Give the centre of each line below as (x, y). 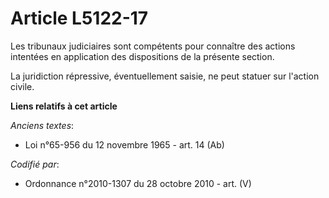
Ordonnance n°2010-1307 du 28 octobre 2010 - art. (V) (138, 183)
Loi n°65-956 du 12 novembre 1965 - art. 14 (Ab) (124, 144)
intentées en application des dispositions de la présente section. (142, 56)
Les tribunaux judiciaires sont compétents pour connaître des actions (153, 46)
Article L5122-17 (79, 18)
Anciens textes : (42, 125)
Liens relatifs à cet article (64, 106)
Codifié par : (35, 164)
